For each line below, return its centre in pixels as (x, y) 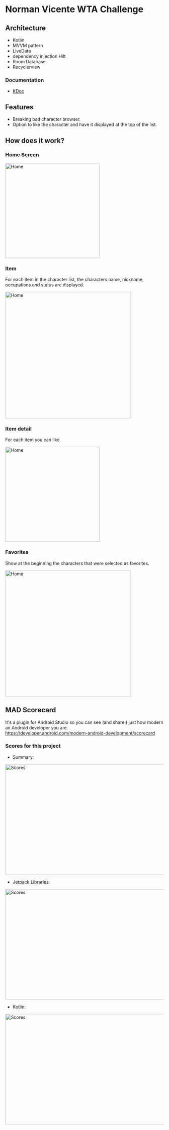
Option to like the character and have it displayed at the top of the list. (85, 124)
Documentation (25, 80)
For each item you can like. (33, 440)
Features (19, 107)
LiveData (22, 51)
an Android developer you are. (37, 727)
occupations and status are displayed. (45, 285)
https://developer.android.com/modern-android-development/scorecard (80, 733)
